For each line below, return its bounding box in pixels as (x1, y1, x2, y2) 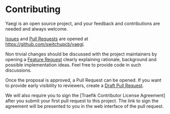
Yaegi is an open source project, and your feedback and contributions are (5, 20, 160, 26)
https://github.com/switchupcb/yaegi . (5, 41, 85, 47)
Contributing (5, 4, 61, 15)
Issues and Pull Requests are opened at (5, 36, 88, 42)
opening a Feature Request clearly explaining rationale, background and (5, 56, 157, 62)
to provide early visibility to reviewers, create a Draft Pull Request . (5, 82, 144, 89)
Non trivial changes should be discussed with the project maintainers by (5, 51, 157, 57)
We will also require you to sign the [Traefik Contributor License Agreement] (5, 92, 166, 98)
